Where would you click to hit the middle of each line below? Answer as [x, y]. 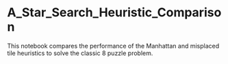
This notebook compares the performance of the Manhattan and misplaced [113, 46]
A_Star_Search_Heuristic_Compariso [114, 13]
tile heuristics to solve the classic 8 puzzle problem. [80, 53]
